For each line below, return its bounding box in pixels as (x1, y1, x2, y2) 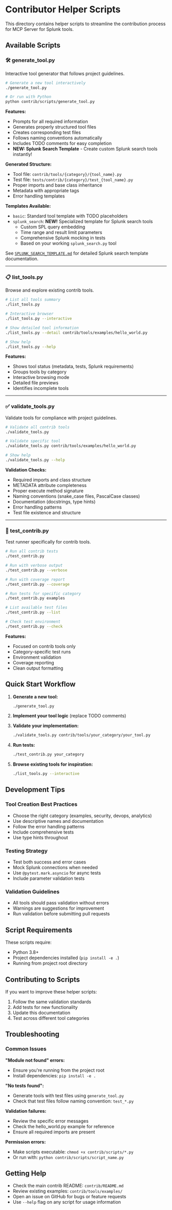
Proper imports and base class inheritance (12, 182, 102, 188)
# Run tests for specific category (5, 591, 81, 596)
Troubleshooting (5, 1030, 60, 1039)
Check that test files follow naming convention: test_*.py (12, 1098, 134, 1104)
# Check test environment (5, 619, 60, 624)
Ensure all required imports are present (12, 1129, 96, 1135)
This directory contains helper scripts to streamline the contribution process (5, 21, 166, 27)
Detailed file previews (12, 380, 59, 386)
